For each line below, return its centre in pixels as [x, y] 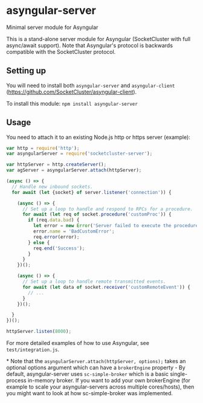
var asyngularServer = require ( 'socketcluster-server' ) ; [79, 154]
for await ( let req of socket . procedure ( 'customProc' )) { [97, 214]
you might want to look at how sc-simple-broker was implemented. [90, 393]
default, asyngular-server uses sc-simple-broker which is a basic [88, 374]
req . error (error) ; [56, 237]
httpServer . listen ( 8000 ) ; [39, 332]
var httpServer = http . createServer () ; [56, 165]
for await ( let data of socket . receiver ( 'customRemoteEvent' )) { [106, 287]
